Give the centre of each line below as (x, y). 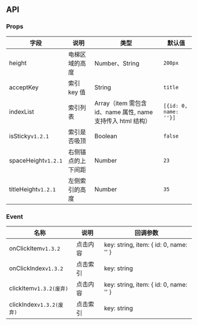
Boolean (106, 136)
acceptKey (24, 87)
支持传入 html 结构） (123, 121)
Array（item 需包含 (121, 103)
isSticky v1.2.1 (29, 136)
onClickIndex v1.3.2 (36, 268)
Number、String (117, 63)
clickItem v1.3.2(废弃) (39, 288)
